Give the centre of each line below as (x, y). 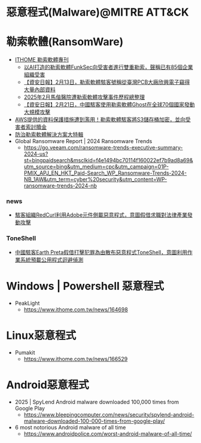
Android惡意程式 (48, 385)
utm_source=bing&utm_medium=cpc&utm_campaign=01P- (96, 167)
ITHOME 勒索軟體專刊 (42, 60)
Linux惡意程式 (41, 335)
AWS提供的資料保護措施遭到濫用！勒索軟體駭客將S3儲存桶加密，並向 (100, 120)
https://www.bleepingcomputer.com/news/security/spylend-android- (109, 414)
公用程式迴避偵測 (62, 260)
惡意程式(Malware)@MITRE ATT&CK (98, 12)
